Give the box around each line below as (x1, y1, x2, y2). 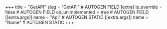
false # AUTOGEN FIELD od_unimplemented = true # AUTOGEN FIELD (5, 9, 149, 15)
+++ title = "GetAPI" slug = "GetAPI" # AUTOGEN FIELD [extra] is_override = (5, 4, 163, 10)
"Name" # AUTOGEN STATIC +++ (5, 19, 74, 25)
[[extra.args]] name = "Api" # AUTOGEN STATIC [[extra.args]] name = (5, 14, 149, 20)
